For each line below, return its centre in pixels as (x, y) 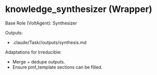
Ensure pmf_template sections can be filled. (57, 67)
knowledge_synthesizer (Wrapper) (79, 9)
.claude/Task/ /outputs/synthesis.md (49, 42)
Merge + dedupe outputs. (39, 61)
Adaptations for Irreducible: (33, 52)
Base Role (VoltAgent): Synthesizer (41, 23)
